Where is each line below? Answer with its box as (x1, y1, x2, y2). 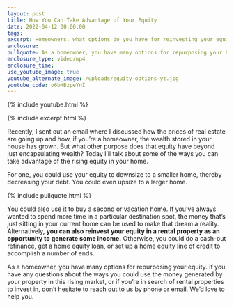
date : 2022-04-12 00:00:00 (7, 23, 86, 30)
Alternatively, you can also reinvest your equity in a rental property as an (7, 227, 221, 235)
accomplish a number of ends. (7, 249, 95, 258)
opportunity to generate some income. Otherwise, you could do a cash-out (7, 235, 226, 243)
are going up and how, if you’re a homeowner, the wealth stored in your (7, 135, 212, 143)
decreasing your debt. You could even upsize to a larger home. (7, 178, 188, 187)
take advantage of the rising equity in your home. (7, 157, 148, 166)
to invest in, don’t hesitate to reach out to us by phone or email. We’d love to (7, 285, 225, 293)
